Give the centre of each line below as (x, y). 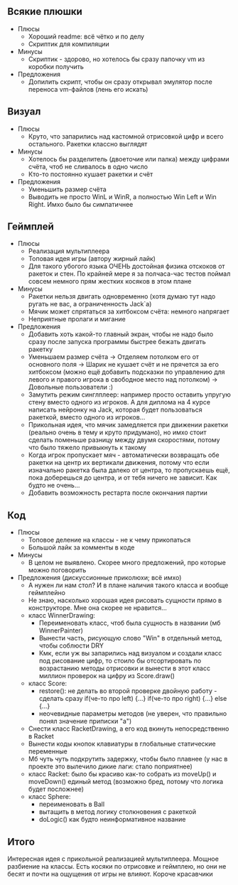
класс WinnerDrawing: (62, 616)
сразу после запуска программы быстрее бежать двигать (117, 342)
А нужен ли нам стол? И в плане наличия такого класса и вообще (128, 585)
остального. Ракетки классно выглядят (88, 144)
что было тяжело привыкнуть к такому (87, 448)
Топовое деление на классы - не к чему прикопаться (109, 540)
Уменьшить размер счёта (67, 189)
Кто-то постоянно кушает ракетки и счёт (91, 174)
